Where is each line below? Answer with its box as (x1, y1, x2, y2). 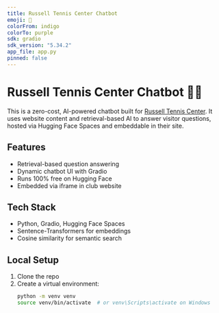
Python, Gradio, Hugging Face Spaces (16, 220, 125, 228)
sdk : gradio (7, 36, 41, 43)
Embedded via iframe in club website (16, 181, 122, 189)
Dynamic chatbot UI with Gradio (16, 167, 107, 175)
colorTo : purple (7, 29, 53, 36)
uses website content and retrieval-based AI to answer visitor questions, (7, 114, 211, 122)
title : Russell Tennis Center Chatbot (7, 10, 118, 17)
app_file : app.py (7, 49, 57, 56)
